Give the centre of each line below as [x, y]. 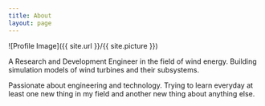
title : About [30, 16]
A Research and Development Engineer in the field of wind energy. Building [132, 61]
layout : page [30, 23]
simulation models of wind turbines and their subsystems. [104, 69]
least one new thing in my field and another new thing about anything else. [132, 93]
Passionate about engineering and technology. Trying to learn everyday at [131, 85]
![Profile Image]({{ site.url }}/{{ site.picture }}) [83, 45]
